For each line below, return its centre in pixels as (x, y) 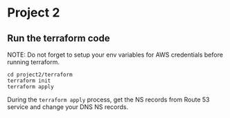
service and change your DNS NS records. (68, 107)
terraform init (29, 81)
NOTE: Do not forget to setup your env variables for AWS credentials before (115, 55)
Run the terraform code (59, 38)
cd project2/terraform (40, 75)
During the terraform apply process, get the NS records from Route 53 (108, 99)
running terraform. (34, 62)
